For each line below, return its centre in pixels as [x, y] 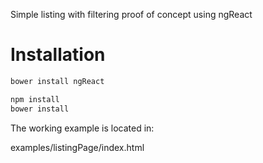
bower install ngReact [57, 81]
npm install [35, 99]
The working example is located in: [82, 128]
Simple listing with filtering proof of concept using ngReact [131, 14]
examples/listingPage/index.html [77, 147]
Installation [58, 55]
